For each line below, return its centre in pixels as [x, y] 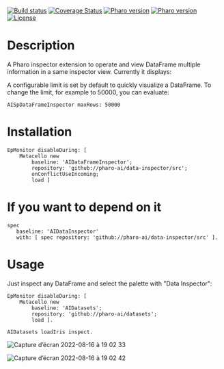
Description [41, 46]
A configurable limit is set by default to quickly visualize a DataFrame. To [109, 85]
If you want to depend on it [84, 207]
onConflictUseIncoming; [65, 174]
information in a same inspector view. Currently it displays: [89, 71]
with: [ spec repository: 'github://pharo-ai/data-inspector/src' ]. [117, 237]
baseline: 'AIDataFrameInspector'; [82, 162]
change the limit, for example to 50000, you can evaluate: [88, 92]
